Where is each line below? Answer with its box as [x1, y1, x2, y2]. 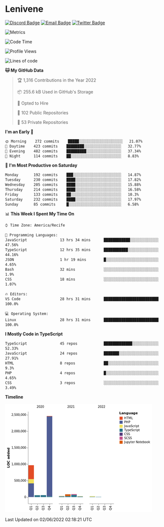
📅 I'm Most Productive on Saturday [5, 162, 77, 168]
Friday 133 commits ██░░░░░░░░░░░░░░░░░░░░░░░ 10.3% [5, 192, 139, 197]
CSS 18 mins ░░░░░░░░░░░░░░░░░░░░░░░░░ [5, 277, 159, 282]
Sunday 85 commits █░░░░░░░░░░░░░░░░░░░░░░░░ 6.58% [5, 202, 139, 207]
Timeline [5, 394, 23, 400]
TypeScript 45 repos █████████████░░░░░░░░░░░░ [5, 341, 159, 346]
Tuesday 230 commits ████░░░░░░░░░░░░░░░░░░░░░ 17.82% [5, 177, 141, 182]
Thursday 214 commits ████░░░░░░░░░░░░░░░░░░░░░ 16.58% [5, 187, 141, 192]
